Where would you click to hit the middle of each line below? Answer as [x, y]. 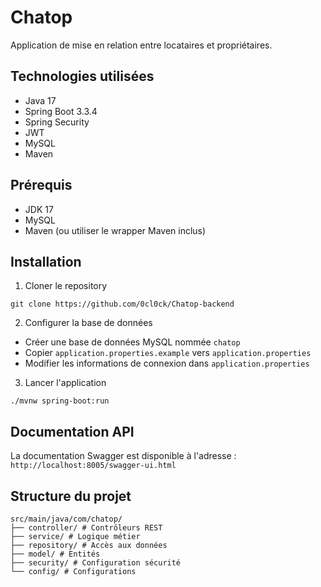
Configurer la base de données [88, 323]
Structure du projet [71, 496]
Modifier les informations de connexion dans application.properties [167, 363]
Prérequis [41, 185]
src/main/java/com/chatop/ [66, 519]
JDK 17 [39, 209]
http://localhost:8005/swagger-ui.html [93, 466]
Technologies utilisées [82, 76]
